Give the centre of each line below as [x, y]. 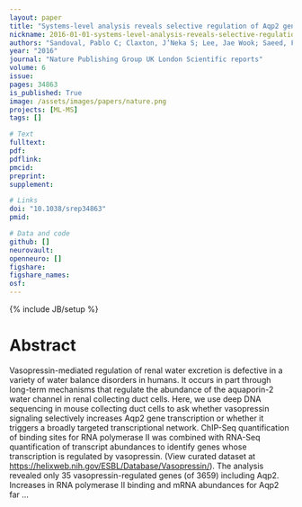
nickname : [28, 34]
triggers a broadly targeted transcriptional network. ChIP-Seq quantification [149, 427]
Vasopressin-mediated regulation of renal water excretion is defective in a [146, 370]
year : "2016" [34, 51]
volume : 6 [28, 68]
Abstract [43, 346]
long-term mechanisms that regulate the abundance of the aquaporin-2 [142, 389]
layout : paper [36, 18]
